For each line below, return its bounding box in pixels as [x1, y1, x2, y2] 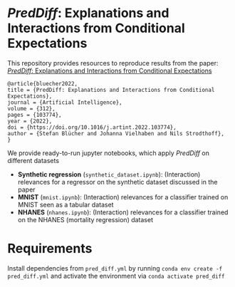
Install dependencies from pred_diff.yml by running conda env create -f [7, 263, 223, 272]
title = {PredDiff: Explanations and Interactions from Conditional [7, 86, 215, 93]
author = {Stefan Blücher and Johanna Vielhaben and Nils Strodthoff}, [7, 130, 224, 137]
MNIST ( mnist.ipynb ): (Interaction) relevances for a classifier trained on [17, 192, 229, 201]
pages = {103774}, [7, 111, 62, 118]
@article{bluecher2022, [7, 80, 78, 87]
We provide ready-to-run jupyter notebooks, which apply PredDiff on [7, 148, 210, 157]
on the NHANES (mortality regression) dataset [17, 215, 153, 224]
